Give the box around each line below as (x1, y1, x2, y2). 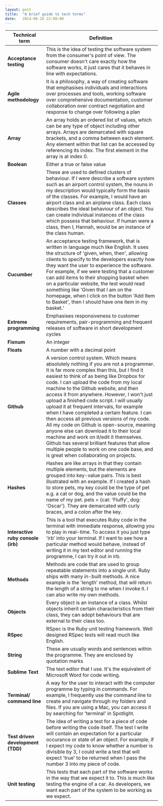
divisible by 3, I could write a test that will (46, 749, 140, 755)
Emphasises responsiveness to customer (46, 313, 140, 319)
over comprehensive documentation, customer (46, 96, 153, 103)
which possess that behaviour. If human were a (46, 218, 154, 225)
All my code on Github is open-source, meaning (46, 422, 156, 429)
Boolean (7, 161, 27, 168)
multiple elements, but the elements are (46, 466, 136, 473)
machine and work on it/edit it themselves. (46, 434, 143, 441)
